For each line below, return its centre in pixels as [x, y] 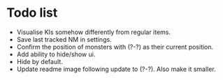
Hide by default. [40, 61]
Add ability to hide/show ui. [56, 54]
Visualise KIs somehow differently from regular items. [94, 32]
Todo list [32, 13]
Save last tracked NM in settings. [64, 39]
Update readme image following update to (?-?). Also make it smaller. [116, 69]
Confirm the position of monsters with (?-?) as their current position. [115, 47]
